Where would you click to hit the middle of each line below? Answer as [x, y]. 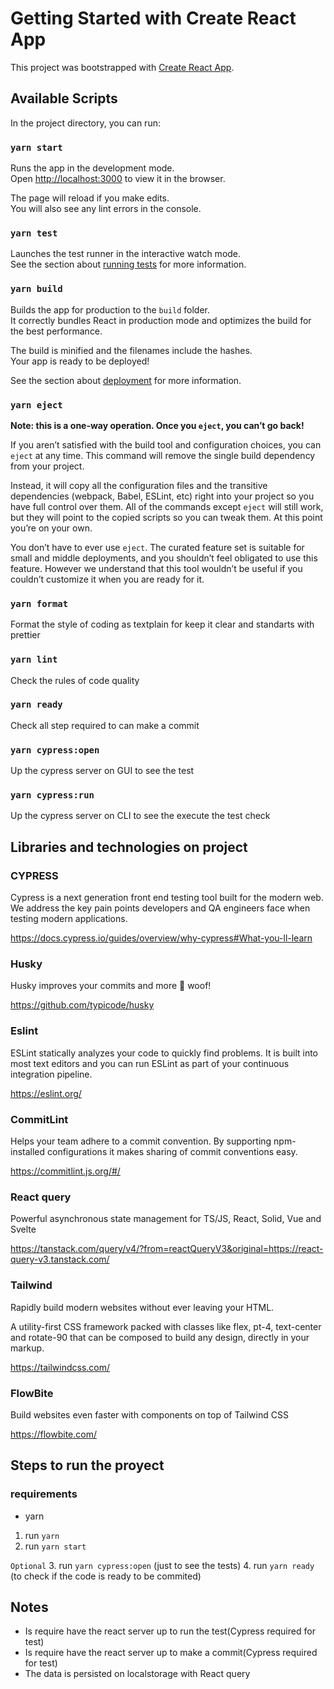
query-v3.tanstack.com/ [60, 1259]
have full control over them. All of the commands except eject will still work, [167, 506]
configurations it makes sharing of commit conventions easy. [172, 1151]
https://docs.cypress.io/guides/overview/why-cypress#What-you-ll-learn [161, 938]
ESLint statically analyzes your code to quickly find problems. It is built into [164, 1053]
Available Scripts [64, 98]
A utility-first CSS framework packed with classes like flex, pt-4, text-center [166, 1326]
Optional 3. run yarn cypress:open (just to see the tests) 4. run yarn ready [162, 1565]
